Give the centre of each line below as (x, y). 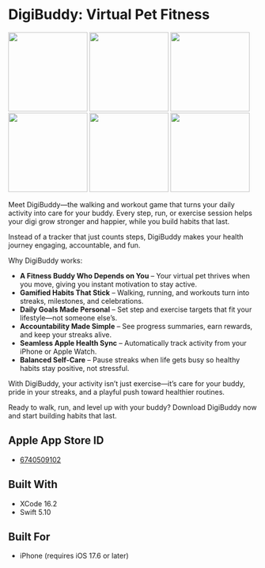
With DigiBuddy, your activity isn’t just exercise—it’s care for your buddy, (127, 383)
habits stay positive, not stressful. (74, 368)
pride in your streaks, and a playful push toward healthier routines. (117, 392)
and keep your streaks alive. (66, 335)
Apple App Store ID (56, 441)
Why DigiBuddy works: (45, 260)
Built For (29, 537)
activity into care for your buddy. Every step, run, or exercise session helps (131, 213)
